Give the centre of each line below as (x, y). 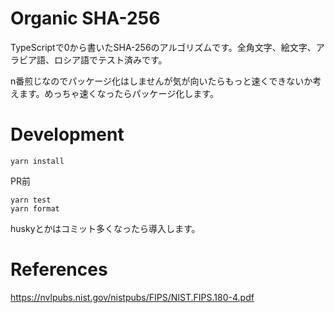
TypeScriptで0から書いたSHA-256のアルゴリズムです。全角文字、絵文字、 (163, 47)
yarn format (35, 208)
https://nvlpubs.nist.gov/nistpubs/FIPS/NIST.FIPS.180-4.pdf (132, 297)
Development (67, 134)
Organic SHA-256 (85, 18)
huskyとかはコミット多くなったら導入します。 (105, 228)
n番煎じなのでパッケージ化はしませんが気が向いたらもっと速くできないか (161, 81)
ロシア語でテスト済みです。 (110, 59)
